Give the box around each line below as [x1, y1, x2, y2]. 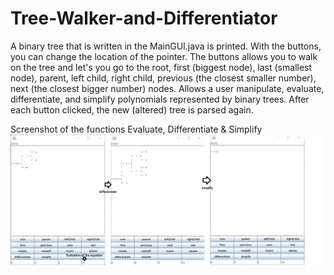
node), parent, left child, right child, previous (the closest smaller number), [10, 72, 317, 84]
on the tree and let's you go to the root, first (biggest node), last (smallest [10, 61, 313, 73]
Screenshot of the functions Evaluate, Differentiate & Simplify [10, 123, 263, 135]
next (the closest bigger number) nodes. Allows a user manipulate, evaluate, [10, 82, 325, 94]
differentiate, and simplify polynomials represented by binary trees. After [10, 93, 310, 105]
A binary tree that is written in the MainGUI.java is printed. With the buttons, [10, 40, 322, 52]
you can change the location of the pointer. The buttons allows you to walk [10, 50, 318, 62]
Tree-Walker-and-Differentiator [10, 7, 278, 30]
